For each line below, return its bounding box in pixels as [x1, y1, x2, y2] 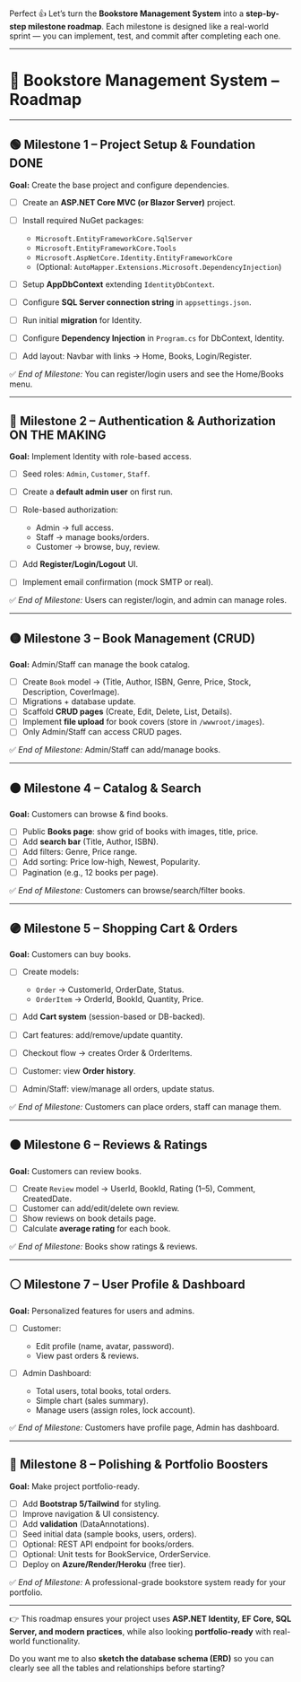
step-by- [245, 8, 279, 19]
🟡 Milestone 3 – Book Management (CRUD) [9, 631, 255, 646]
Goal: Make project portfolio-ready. [9, 1480, 141, 1492]
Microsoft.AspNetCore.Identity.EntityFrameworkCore [35, 253, 233, 263]
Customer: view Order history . [21, 1065, 136, 1076]
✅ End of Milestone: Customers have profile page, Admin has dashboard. [9, 1422, 279, 1433]
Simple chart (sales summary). [35, 1395, 150, 1406]
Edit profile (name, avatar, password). [35, 1340, 175, 1351]
